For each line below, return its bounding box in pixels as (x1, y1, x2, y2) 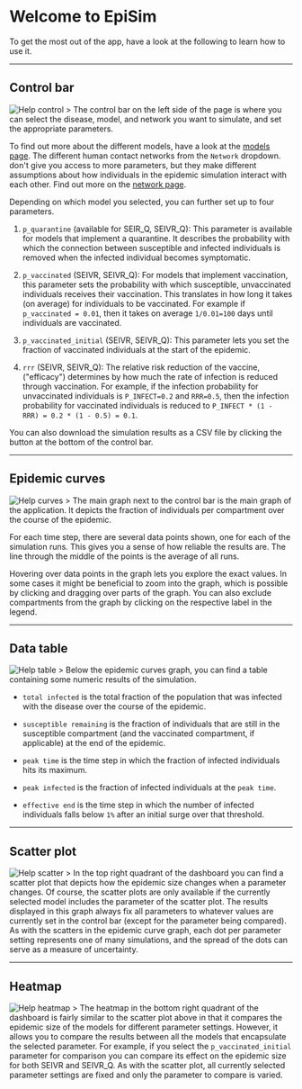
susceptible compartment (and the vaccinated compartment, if (22, 728, 255, 739)
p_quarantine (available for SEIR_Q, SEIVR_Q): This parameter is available (22, 223, 293, 234)
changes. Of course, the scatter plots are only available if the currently (9, 886, 271, 897)
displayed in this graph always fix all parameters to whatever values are (9, 906, 274, 917)
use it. (9, 45, 32, 56)
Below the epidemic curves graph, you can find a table (66, 664, 268, 676)
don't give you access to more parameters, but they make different (9, 159, 257, 170)
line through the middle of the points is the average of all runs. (9, 551, 240, 562)
